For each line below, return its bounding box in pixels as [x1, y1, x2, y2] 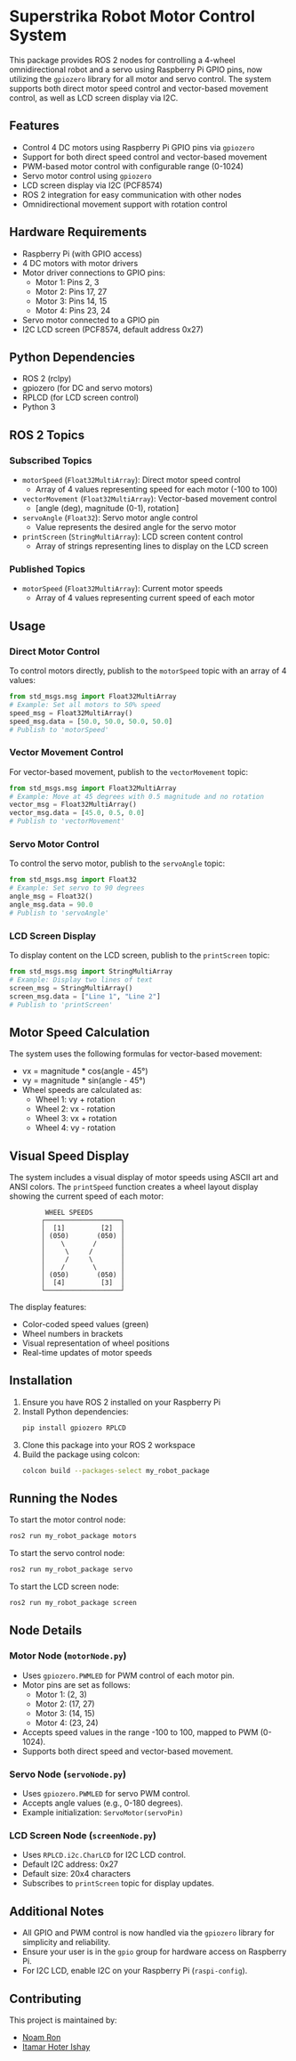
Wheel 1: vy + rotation [35, 1094, 116, 1105]
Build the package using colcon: [21, 1449, 140, 1460]
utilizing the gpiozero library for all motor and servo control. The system [9, 73, 272, 84]
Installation [9, 1373, 73, 1389]
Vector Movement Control [9, 746, 124, 759]
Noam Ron [21, 2032, 61, 2042]
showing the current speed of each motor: [9, 1191, 164, 1202]
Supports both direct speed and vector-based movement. [21, 1746, 234, 1756]
